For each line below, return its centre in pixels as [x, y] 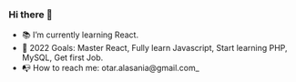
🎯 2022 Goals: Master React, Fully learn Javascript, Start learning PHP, [154, 48]
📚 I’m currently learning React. [80, 35]
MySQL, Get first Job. [62, 57]
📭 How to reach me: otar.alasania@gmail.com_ [110, 68]
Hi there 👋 [31, 15]
